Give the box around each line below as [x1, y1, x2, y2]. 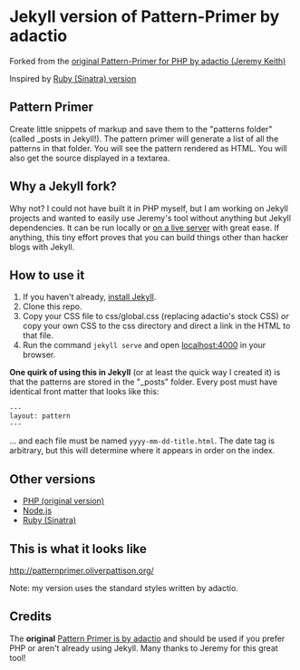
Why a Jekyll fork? [9, 179, 118, 194]
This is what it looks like [9, 541, 148, 557]
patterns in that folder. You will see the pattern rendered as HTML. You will [9, 142, 287, 153]
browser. [22, 349, 56, 360]
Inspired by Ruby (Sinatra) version [9, 73, 137, 83]
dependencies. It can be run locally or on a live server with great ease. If [9, 222, 280, 233]
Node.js [22, 505, 53, 516]
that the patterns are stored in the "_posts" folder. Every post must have [9, 376, 278, 387]
